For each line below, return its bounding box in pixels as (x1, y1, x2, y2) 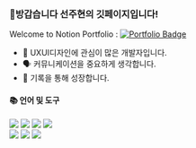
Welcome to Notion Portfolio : (9, 29, 119, 39)
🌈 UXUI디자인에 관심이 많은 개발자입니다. (22, 48, 168, 58)
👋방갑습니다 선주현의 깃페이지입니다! (9, 7, 159, 20)
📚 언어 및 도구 (9, 94, 60, 105)
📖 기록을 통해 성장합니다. (22, 73, 110, 83)
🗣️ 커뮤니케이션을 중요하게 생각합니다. (22, 58, 156, 69)
